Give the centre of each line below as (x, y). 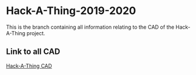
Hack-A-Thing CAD (29, 66)
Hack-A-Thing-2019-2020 (71, 11)
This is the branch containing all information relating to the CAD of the (90, 27)
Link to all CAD (33, 52)
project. (36, 33)
